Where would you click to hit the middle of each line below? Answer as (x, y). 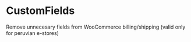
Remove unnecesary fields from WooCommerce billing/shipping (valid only (96, 27)
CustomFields (40, 11)
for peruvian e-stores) (33, 33)
